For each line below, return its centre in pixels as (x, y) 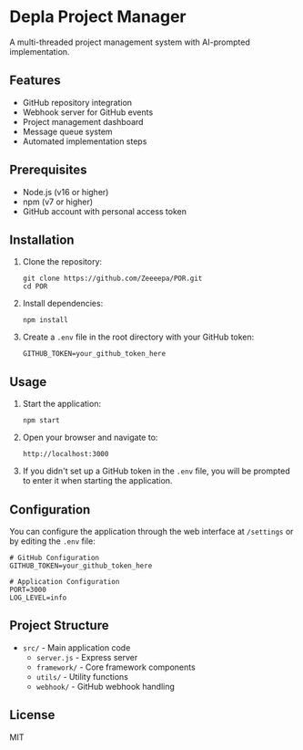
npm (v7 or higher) (58, 202)
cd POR (35, 286)
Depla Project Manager (98, 17)
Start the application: (62, 404)
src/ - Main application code (76, 647)
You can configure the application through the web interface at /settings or (151, 531)
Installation (42, 240)
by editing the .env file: (52, 541)
